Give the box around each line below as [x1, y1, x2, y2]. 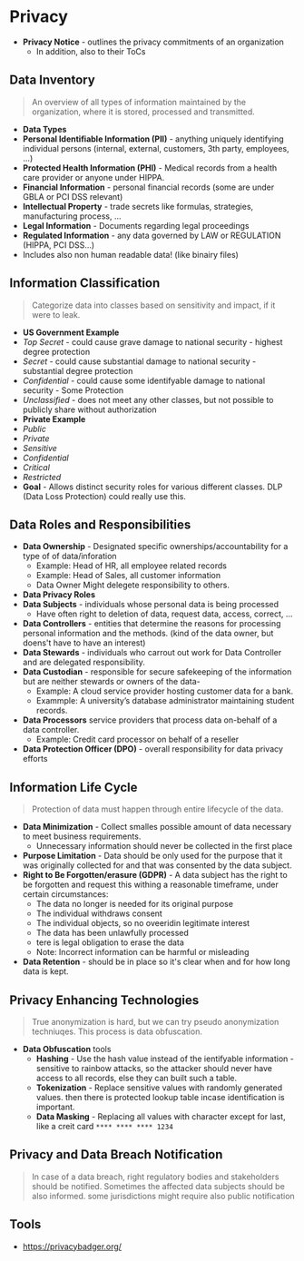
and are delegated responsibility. [22, 656, 145, 668]
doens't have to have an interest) [22, 637, 146, 648]
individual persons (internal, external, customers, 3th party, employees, [22, 143, 289, 153]
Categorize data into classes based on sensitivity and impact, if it [31, 300, 276, 310]
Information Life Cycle [9, 779, 138, 795]
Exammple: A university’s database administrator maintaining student [35, 695, 295, 706]
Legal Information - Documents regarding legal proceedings [22, 220, 250, 231]
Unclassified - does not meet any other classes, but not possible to [22, 394, 274, 405]
